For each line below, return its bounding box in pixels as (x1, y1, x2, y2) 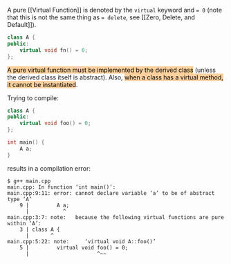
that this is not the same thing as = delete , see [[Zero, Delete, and (7, 13, 196, 21)
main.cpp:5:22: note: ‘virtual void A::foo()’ (7, 238, 156, 245)
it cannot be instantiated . (7, 80, 78, 88)
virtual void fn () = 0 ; (19, 46, 89, 54)
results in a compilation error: (7, 164, 91, 172)
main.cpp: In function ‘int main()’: (7, 183, 116, 191)
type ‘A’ (7, 196, 33, 202)
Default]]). (7, 21, 37, 28)
